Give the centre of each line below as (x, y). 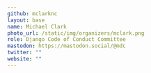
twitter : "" (24, 53)
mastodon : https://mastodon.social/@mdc (67, 46)
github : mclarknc (32, 14)
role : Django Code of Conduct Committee (67, 40)
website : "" (24, 59)
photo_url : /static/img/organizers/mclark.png (76, 33)
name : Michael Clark (37, 26)
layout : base (26, 20)
